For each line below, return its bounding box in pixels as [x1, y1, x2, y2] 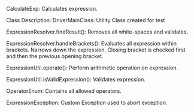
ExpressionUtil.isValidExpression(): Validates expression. [6, 76, 145, 83]
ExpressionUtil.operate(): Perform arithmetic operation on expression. [6, 64, 178, 71]
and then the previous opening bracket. [6, 53, 104, 59]
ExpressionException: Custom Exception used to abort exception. [6, 99, 168, 106]
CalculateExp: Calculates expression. [6, 5, 98, 12]
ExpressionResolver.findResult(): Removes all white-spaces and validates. [6, 28, 189, 35]
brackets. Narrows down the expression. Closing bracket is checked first [6, 46, 186, 53]
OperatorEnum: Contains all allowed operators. [6, 87, 122, 95]
